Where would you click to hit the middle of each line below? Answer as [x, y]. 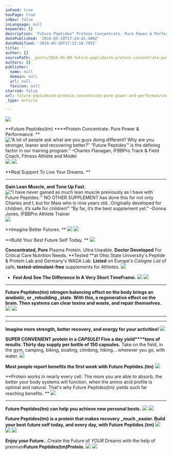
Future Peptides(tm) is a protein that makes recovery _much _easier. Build [85, 419]
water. [12, 356]
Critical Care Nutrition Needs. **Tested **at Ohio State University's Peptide [85, 256]
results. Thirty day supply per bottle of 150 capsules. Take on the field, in [84, 345]
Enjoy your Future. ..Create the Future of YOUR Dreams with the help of [80, 441]
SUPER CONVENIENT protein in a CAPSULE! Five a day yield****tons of [83, 339]
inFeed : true [19, 10]
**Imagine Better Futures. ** [36, 230]
